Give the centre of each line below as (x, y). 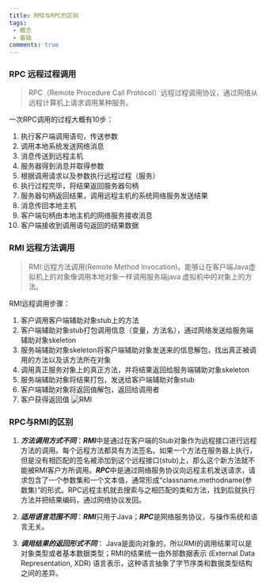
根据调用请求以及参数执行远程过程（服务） (90, 176)
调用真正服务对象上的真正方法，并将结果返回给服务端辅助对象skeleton (135, 370)
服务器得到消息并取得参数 (62, 166)
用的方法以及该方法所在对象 (66, 359)
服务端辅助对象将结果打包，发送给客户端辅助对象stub (107, 379)
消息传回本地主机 (48, 206)
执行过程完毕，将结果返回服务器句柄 (80, 186)
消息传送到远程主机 (52, 156)
